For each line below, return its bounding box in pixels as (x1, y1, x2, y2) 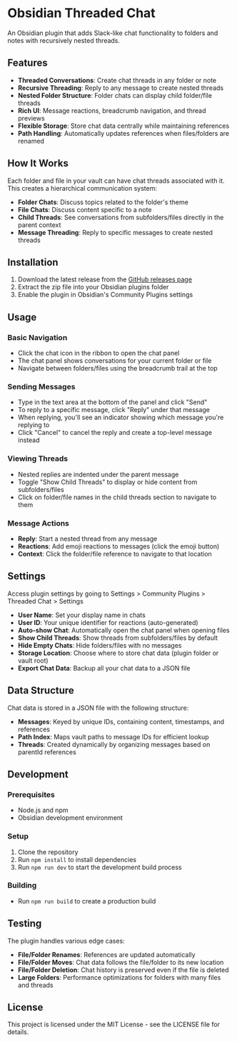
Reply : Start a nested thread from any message (17, 534, 158, 543)
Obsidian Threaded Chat (7, 5, 156, 21)
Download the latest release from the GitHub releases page (17, 275, 193, 284)
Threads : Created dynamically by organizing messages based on (17, 740, 211, 748)
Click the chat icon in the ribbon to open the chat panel (17, 349, 180, 358)
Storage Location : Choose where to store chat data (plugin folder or (17, 648, 219, 657)
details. (7, 1028, 29, 1036)
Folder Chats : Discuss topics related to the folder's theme (17, 198, 189, 206)
